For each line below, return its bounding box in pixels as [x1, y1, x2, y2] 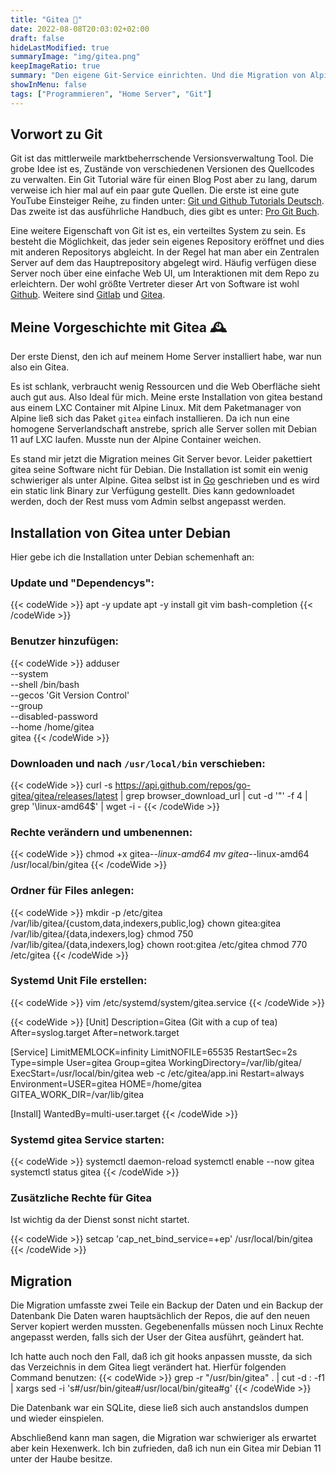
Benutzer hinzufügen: [10, 634, 120, 648]
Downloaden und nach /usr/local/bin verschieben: [10, 756, 266, 770]
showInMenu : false [10, 80, 87, 90]
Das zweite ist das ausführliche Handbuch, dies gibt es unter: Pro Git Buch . [10, 206, 320, 218]
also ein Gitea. [10, 361, 70, 373]
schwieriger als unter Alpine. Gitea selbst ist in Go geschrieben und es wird [10, 474, 320, 486]
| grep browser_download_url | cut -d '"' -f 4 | [119, 789, 308, 801]
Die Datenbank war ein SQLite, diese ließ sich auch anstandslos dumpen [10, 1402, 309, 1414]
